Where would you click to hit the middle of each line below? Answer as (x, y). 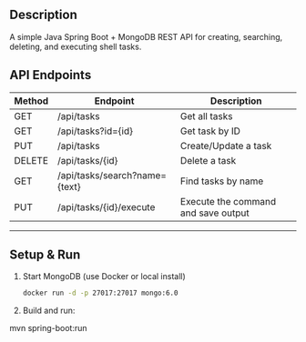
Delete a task (209, 160)
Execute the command (229, 201)
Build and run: (49, 311)
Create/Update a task (226, 146)
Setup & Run (45, 255)
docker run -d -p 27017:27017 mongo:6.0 (100, 293)
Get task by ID (211, 131)
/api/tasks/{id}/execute (107, 206)
